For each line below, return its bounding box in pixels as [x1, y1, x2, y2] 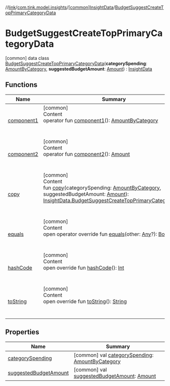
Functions [5, 81, 38, 89]
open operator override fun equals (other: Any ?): [42, 231, 157, 238]
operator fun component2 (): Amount [42, 150, 130, 157]
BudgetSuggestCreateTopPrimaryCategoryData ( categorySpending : [5, 60, 148, 67]
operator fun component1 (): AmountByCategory [42, 117, 158, 124]
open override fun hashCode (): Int [42, 264, 124, 271]
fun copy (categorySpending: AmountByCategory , [42, 184, 161, 191]
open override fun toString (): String [42, 298, 127, 305]
